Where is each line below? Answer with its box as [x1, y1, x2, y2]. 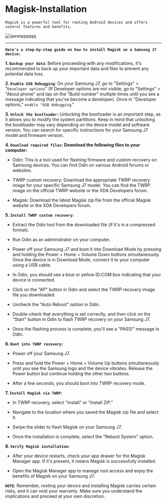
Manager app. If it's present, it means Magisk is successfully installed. [12, 458, 157, 464]
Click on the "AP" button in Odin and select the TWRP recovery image [12, 287, 155, 292]
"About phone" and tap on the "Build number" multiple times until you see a [5, 91, 160, 97]
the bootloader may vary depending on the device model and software [5, 122, 150, 128]
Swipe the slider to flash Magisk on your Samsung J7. [12, 424, 122, 430]
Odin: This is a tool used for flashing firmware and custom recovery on [12, 156, 157, 162]
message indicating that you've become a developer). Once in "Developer [5, 96, 157, 102]
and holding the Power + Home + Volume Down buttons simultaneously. [12, 251, 160, 257]
